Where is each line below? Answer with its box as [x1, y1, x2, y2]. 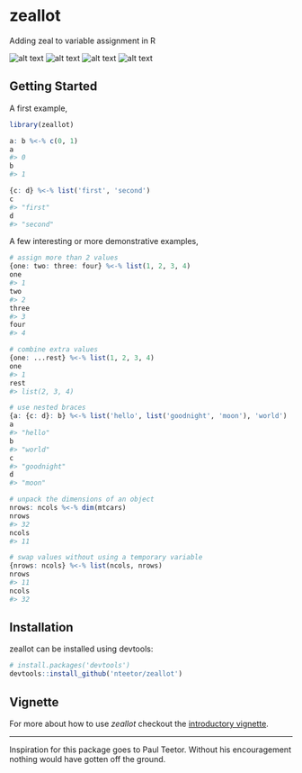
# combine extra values [9, 345, 99, 354]
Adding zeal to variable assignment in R [9, 35, 155, 46]
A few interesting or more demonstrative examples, [9, 236, 200, 247]
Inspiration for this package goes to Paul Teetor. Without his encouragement [9, 744, 292, 755]
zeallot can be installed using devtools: [9, 643, 154, 654]
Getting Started [9, 78, 98, 95]
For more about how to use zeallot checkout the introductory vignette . [9, 718, 270, 729]
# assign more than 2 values [9, 253, 119, 262]
